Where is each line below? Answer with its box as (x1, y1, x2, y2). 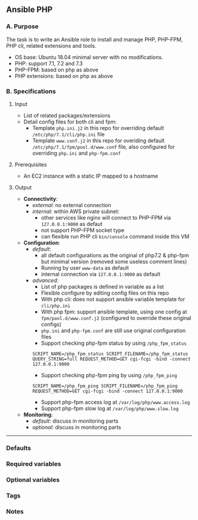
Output (14, 184, 32, 191)
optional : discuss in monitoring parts (32, 423, 121, 430)
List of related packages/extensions (23, 112, 111, 119)
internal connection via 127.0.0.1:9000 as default (41, 270, 161, 277)
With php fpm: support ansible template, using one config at (41, 308, 187, 315)
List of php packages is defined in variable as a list (41, 283, 164, 290)
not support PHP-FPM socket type (41, 227, 125, 234)
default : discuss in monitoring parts (32, 417, 119, 424)
